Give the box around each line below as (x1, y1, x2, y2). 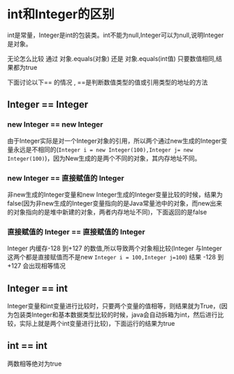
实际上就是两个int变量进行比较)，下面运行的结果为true (19, 319, 175, 328)
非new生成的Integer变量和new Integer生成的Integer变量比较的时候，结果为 (7, 190, 224, 199)
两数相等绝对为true (7, 359, 62, 368)
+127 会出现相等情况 (7, 261, 66, 270)
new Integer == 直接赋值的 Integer (7, 173, 124, 182)
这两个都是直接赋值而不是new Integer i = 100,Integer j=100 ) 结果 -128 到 (7, 253, 224, 261)
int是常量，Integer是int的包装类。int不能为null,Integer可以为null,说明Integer (7, 31, 224, 39)
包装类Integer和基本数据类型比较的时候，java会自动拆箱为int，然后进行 (13, 310, 218, 319)
